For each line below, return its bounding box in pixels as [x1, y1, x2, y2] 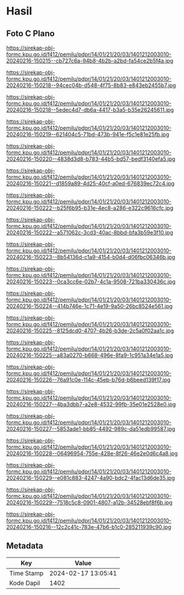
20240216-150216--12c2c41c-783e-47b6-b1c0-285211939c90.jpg [6, 524, 171, 530]
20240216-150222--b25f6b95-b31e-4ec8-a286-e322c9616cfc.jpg [6, 204, 174, 211]
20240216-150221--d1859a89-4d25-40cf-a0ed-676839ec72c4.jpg [6, 180, 175, 187]
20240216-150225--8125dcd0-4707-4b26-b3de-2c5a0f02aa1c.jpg [6, 327, 174, 334]
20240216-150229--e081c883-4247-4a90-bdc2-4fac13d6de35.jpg [6, 474, 175, 481]
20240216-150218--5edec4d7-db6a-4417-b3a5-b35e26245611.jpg [6, 106, 174, 113]
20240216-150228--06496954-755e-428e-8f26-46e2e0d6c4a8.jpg [6, 450, 178, 457]
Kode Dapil [9, 579, 40, 587]
